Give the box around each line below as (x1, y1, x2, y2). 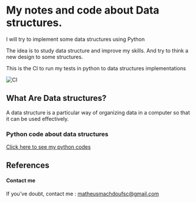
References (6, 161, 50, 171)
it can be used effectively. (6, 115, 69, 122)
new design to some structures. (6, 53, 83, 60)
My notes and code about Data (6, 4, 159, 17)
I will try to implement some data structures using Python (6, 35, 145, 42)
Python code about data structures (6, 130, 109, 138)
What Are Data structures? (6, 93, 107, 103)
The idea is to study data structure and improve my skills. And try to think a (6, 47, 189, 54)
